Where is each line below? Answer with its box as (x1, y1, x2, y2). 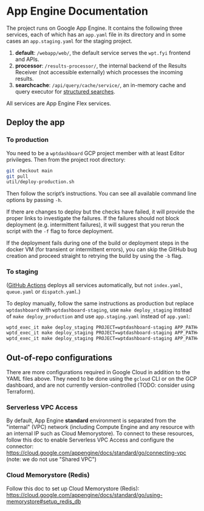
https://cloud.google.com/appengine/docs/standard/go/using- (6, 491, 163, 498)
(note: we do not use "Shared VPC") (6, 456, 97, 463)
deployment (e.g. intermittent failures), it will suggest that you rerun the (6, 221, 185, 229)
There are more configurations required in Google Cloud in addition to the (6, 368, 190, 375)
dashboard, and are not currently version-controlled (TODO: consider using (6, 381, 195, 389)
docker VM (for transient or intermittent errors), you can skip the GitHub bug (6, 246, 197, 253)
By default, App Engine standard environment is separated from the (6, 417, 177, 424)
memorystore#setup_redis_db (6, 498, 81, 505)
